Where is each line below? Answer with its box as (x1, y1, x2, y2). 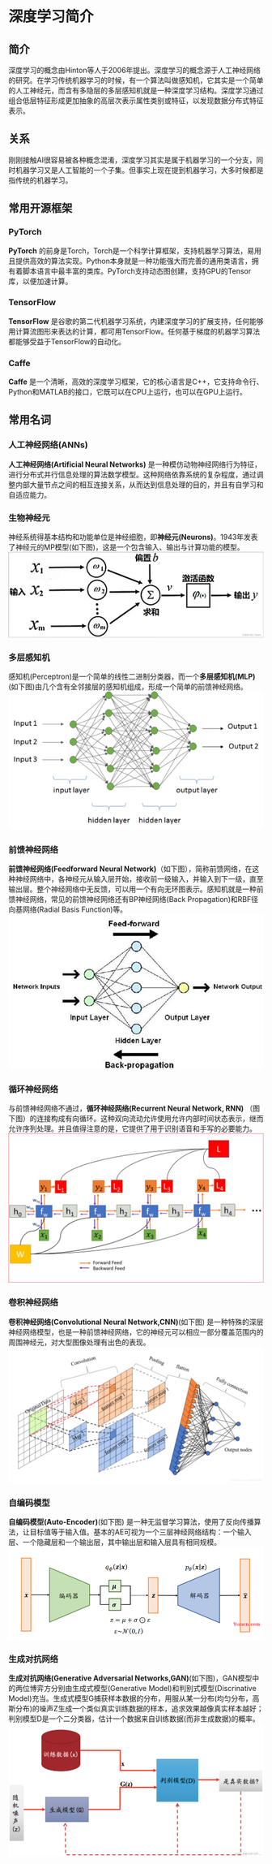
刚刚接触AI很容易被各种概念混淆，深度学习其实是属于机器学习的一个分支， (8, 155, 257, 165)
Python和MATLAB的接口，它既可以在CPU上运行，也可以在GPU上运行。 (8, 387, 247, 397)
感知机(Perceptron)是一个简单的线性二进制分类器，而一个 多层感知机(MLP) (8, 671, 256, 682)
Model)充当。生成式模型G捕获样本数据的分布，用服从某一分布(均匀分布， (8, 1694, 253, 1703)
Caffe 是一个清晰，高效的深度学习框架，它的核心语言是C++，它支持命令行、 (8, 377, 264, 386)
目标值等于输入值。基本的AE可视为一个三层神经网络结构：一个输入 (29, 1527, 253, 1537)
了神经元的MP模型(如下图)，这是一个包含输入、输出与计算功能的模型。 (8, 542, 244, 552)
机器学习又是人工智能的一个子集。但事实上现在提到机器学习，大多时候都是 (15, 165, 264, 175)
